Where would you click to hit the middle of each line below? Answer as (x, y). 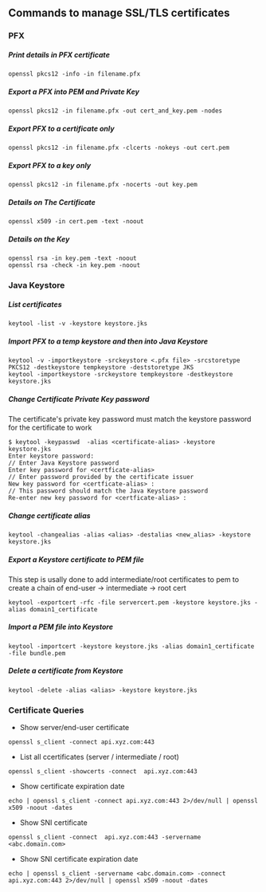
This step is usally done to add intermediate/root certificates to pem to (124, 579)
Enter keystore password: (51, 456)
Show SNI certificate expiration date (79, 859)
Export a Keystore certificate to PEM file (76, 559)
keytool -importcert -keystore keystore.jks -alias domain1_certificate (131, 646)
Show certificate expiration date (72, 786)
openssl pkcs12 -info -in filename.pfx (74, 74)
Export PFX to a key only (50, 165)
